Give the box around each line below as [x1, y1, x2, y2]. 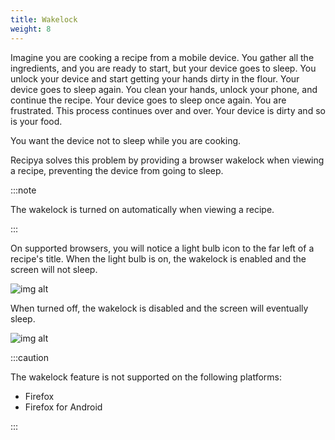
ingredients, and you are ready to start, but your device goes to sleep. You [10, 62, 317, 74]
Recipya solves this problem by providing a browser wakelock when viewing [10, 154, 325, 166]
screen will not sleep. [10, 263, 98, 275]
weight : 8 [10, 24, 52, 34]
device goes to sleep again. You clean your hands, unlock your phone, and [10, 83, 318, 95]
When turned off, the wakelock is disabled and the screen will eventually [10, 302, 309, 314]
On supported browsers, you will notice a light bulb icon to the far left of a [10, 242, 315, 254]
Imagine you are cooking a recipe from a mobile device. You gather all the [10, 51, 315, 63]
